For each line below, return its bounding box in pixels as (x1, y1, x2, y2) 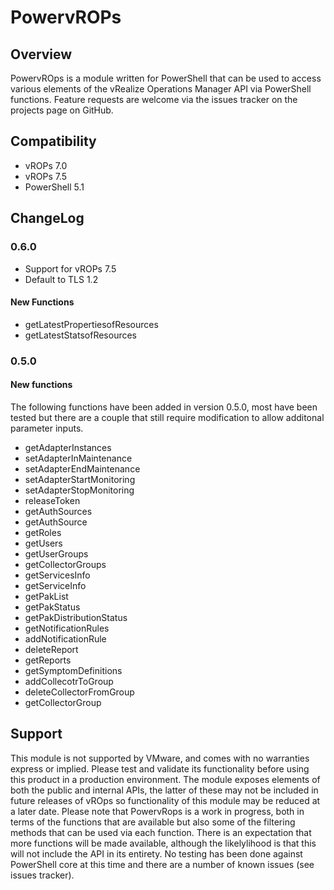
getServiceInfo (24, 579, 87, 591)
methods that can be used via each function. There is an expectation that (10, 826, 312, 838)
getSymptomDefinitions (24, 664, 123, 676)
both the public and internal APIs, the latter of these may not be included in (10, 784, 319, 796)
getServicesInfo (24, 569, 91, 581)
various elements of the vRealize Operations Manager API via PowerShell (10, 83, 312, 95)
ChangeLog (10, 210, 85, 227)
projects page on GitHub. (10, 104, 114, 116)
